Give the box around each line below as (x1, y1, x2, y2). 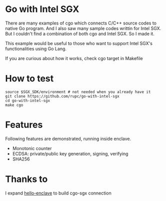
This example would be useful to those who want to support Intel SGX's (5, 40, 152, 46)
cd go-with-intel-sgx (5, 98, 50, 103)
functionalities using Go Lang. (5, 45, 66, 51)
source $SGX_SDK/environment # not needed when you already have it (5, 89, 151, 94)
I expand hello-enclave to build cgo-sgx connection (5, 190, 111, 196)
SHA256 (12, 156, 30, 162)
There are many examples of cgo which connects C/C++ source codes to (5, 20, 156, 26)
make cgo (5, 102, 23, 107)
